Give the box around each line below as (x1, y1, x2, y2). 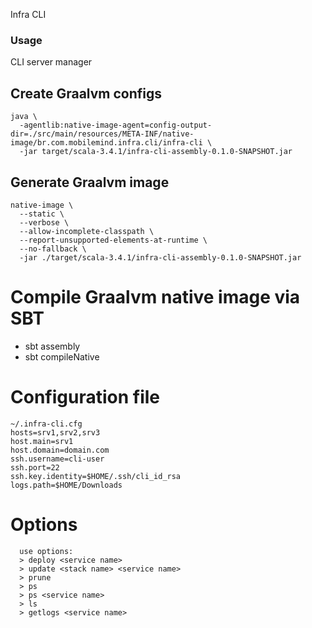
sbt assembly (24, 340, 81, 352)
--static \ (19, 209, 65, 219)
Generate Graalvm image (10, 174, 170, 191)
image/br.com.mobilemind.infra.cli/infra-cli (10, 138, 203, 148)
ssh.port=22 (10, 462, 60, 473)
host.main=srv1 (10, 436, 74, 446)
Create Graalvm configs (10, 85, 163, 102)
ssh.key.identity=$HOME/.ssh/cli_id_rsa (10, 471, 182, 481)
